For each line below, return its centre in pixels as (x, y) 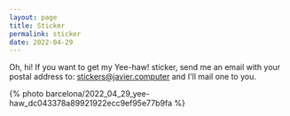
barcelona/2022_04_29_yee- (98, 94)
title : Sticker (37, 26)
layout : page (33, 17)
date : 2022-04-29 (41, 42)
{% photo (27, 94)
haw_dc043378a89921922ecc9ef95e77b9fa (91, 104)
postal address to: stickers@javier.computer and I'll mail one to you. (133, 77)
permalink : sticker (45, 34)
